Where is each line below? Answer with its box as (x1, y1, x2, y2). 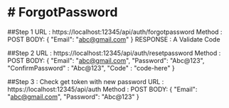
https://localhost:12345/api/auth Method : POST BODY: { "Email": (7, 85, 198, 93)
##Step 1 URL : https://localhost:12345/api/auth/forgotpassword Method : (7, 28, 223, 36)
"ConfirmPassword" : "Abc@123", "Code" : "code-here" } (7, 64, 176, 72)
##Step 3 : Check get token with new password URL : (7, 77, 164, 85)
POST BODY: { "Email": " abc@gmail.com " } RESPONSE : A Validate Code (7, 35, 220, 43)
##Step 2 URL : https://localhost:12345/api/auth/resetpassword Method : (7, 49, 221, 57)
